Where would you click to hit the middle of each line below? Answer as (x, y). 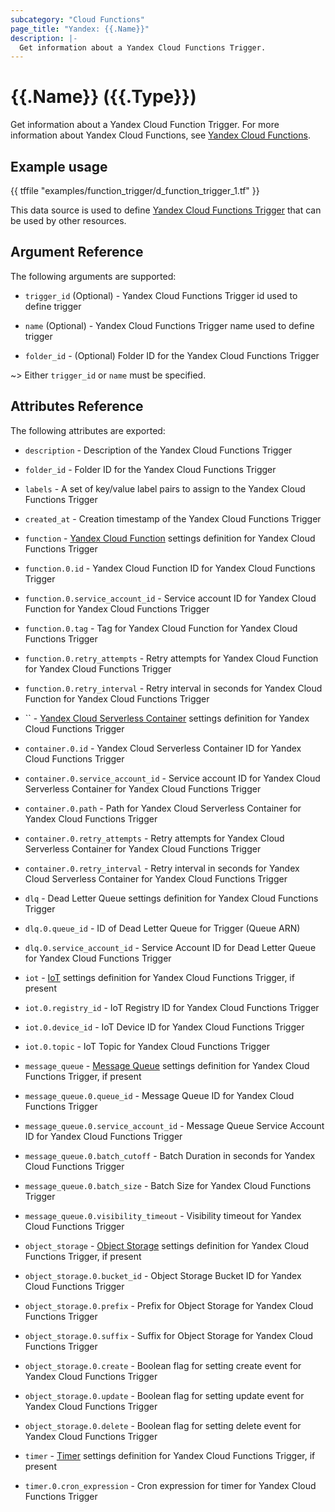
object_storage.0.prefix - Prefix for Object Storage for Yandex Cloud (169, 1305)
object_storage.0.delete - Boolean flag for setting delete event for (163, 1425)
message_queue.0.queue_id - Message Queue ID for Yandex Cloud (159, 1095)
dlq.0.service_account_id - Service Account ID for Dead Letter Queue (170, 947)
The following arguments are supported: (93, 276)
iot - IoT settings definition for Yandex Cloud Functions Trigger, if (159, 977)
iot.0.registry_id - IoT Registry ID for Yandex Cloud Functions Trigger (172, 1007)
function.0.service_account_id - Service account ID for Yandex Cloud (170, 598)
